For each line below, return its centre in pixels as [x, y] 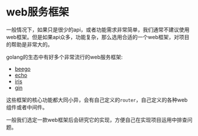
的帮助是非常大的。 [30, 44]
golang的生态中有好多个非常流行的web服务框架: [64, 57]
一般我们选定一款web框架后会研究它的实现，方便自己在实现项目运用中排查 [97, 119]
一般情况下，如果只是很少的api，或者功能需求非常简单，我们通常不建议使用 [98, 30]
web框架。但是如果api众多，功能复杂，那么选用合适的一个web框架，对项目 [98, 37]
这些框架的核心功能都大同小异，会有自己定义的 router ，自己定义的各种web [97, 100]
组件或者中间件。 [27, 107]
